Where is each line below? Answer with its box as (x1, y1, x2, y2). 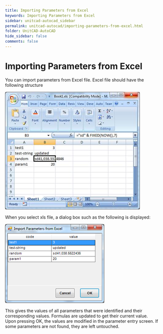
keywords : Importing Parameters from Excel (5, 13, 95, 18)
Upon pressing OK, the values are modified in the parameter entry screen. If (5, 318, 158, 324)
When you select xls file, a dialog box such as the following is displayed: (5, 214, 151, 220)
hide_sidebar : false (5, 34, 47, 39)
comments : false (5, 39, 38, 44)
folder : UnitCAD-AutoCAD (5, 28, 56, 34)
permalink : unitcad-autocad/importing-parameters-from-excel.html (5, 24, 143, 28)
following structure (5, 82, 43, 88)
